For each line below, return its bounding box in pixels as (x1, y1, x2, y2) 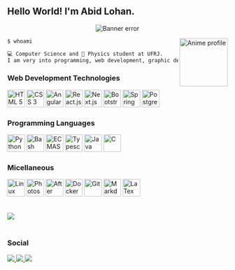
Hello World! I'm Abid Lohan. (7, 6, 135, 17)
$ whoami (7, 38, 33, 45)
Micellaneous (7, 162, 55, 172)
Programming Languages (7, 118, 96, 128)
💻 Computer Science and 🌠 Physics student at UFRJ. (7, 50, 163, 57)
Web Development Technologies (7, 73, 120, 83)
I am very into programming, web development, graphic (7, 57, 171, 64)
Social (7, 238, 29, 248)
